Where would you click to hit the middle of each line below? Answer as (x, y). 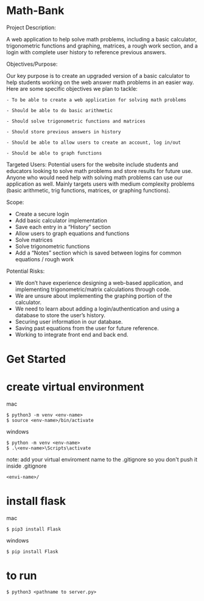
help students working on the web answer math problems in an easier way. (100, 82)
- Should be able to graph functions (54, 153)
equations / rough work (44, 259)
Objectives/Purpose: (32, 64)
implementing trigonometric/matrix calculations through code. (93, 289)
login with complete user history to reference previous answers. (86, 52)
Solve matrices (34, 240)
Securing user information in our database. (69, 322)
